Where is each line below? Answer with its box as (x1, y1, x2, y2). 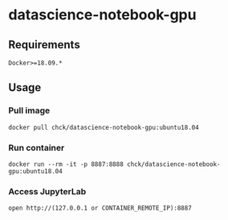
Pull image (8, 105, 51, 116)
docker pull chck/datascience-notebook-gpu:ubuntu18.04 (8, 123, 199, 131)
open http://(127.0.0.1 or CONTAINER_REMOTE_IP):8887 (8, 204, 193, 213)
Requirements (8, 38, 80, 52)
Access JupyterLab (8, 185, 87, 197)
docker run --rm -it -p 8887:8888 (8, 160, 124, 168)
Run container (8, 142, 65, 153)
